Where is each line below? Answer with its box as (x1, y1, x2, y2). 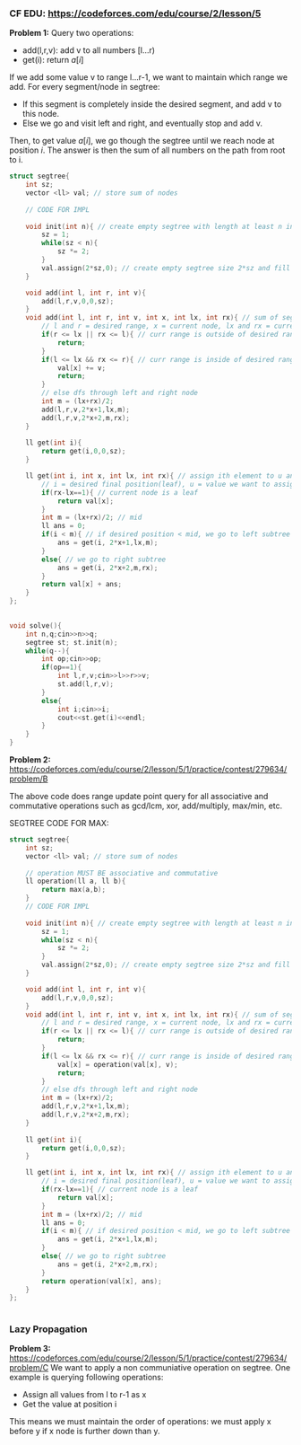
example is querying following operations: (9, 1372, 164, 1383)
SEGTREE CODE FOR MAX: (9, 818, 109, 829)
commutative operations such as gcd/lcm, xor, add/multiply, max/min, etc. (9, 800, 283, 811)
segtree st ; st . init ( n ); (25, 638, 118, 647)
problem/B (9, 773, 48, 784)
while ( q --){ (25, 646, 70, 656)
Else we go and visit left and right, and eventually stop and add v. (21, 118, 262, 128)
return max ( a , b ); (41, 886, 106, 894)
